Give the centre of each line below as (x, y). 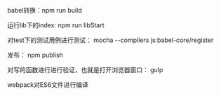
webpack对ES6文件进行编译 (48, 85)
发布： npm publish (35, 55)
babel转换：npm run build (45, 10)
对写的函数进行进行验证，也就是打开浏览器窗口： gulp (85, 70)
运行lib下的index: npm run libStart (56, 25)
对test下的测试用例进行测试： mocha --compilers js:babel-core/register (110, 40)
